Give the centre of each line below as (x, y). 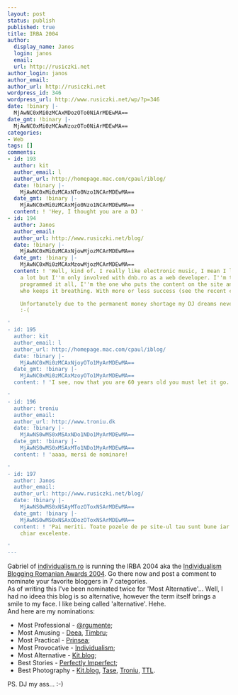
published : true (31, 27)
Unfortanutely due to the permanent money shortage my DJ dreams (119, 304)
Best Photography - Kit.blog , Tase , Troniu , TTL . (86, 670)
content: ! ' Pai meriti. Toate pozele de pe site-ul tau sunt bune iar (122, 527)
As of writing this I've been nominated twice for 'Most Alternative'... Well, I (115, 589)
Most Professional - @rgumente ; (65, 625)
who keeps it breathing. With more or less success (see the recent (123, 291)
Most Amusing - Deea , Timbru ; (63, 633)
